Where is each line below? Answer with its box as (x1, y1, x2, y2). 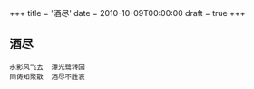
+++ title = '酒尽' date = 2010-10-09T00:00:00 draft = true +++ (9, 8, 246, 18)
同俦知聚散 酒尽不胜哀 (9, 72, 86, 81)
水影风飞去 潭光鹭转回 (9, 62, 86, 72)
